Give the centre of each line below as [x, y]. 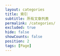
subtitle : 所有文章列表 [27, 19]
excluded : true [20, 28]
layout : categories [25, 9]
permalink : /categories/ [30, 23]
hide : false [17, 32]
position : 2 [17, 41]
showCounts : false [24, 37]
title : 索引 [16, 14]
